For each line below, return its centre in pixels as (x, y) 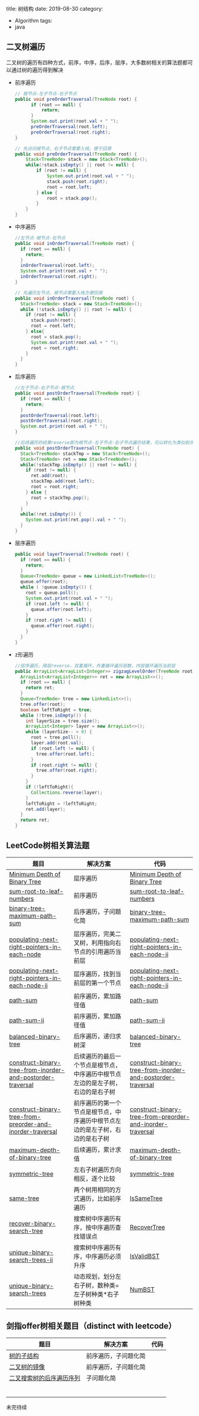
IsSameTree (146, 1198)
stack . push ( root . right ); (77, 182)
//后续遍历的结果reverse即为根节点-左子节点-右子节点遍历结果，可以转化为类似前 (102, 443)
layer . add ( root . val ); (57, 743)
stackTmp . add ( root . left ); (62, 481)
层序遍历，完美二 (97, 934)
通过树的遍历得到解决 (37, 69)
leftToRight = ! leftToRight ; (62, 804)
